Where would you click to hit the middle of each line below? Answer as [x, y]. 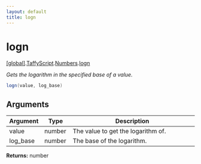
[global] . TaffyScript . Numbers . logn [48, 63]
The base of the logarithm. [110, 141]
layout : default [26, 12]
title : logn [21, 17]
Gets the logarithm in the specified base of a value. [69, 75]
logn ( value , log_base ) [34, 86]
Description [132, 121]
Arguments [28, 104]
